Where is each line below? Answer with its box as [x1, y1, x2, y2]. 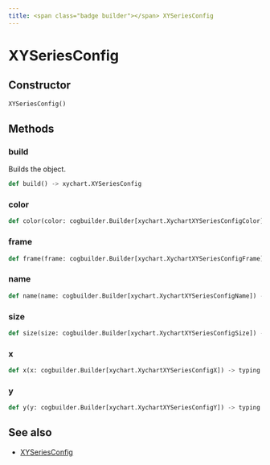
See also [8, 426, 52, 439]
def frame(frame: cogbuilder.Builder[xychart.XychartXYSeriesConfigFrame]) [8, 254, 268, 262]
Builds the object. [8, 164, 67, 174]
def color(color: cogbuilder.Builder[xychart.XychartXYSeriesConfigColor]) [8, 217, 268, 225]
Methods [8, 121, 55, 135]
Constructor [8, 78, 71, 93]
